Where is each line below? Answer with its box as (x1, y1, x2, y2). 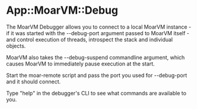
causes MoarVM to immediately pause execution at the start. (6, 60, 155, 67)
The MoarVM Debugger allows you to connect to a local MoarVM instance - (6, 23, 192, 30)
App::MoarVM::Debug (6, 4, 119, 17)
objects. (6, 42, 26, 49)
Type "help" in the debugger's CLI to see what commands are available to (6, 89, 187, 96)
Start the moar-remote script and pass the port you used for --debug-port (6, 71, 188, 79)
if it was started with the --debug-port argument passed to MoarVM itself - (6, 29, 190, 36)
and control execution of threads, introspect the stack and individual (6, 36, 173, 43)
